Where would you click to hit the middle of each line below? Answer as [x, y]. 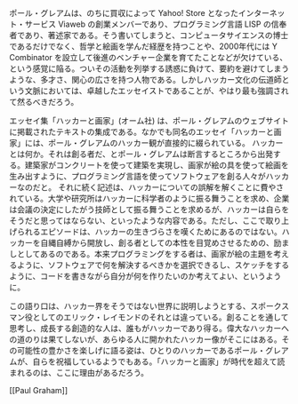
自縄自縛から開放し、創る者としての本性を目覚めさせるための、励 [161, 243]
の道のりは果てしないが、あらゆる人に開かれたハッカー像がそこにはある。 [145, 339]
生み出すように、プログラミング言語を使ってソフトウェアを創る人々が [137, 176]
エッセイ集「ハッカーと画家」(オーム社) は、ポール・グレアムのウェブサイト [149, 121]
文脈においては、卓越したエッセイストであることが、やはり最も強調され [157, 91]
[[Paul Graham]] [39, 390]
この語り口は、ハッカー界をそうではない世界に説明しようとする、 [130, 306]
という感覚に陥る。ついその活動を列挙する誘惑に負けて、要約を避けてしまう [149, 68]
